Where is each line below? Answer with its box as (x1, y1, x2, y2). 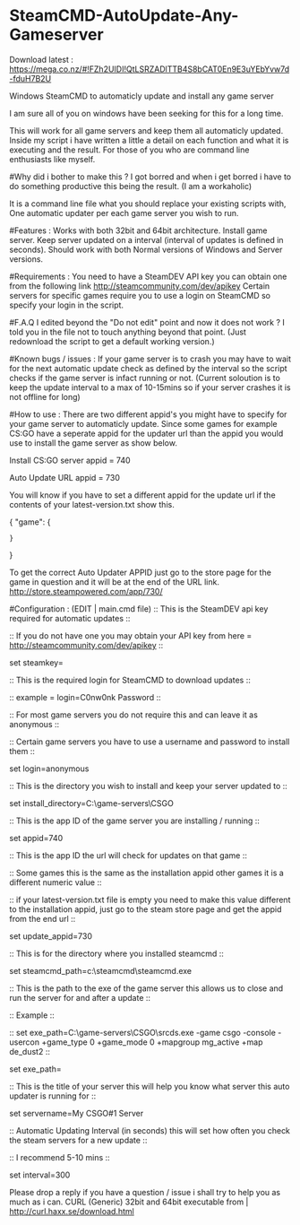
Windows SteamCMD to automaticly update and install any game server (9, 91, 275, 101)
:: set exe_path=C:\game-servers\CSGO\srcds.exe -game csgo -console (9, 1027, 276, 1038)
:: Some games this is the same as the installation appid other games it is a (9, 867, 284, 878)
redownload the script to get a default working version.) (9, 335, 215, 346)
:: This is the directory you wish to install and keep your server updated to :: (9, 780, 288, 791)
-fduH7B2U (9, 73, 52, 83)
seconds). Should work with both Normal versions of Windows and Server (9, 244, 283, 255)
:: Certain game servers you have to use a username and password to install (9, 736, 290, 747)
